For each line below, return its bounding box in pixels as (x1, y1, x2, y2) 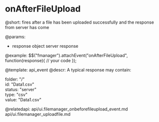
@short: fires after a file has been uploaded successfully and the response (5, 19, 154, 25)
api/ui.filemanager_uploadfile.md (5, 111, 71, 117)
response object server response (12, 43, 79, 49)
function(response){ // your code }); (5, 57, 77, 63)
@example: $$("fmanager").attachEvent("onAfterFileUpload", (5, 52, 128, 58)
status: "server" (5, 86, 37, 92)
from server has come (5, 24, 49, 30)
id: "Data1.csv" (5, 81, 34, 87)
